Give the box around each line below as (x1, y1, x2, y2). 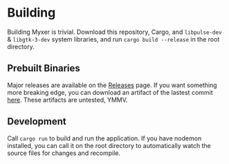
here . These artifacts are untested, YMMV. (7, 95, 128, 104)
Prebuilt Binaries (7, 62, 81, 74)
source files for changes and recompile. (7, 149, 121, 157)
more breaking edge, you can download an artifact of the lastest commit (7, 88, 213, 96)
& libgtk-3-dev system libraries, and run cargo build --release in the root (7, 35, 220, 43)
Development (7, 116, 67, 127)
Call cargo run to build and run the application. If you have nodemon (7, 134, 202, 143)
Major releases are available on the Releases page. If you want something (7, 81, 217, 89)
